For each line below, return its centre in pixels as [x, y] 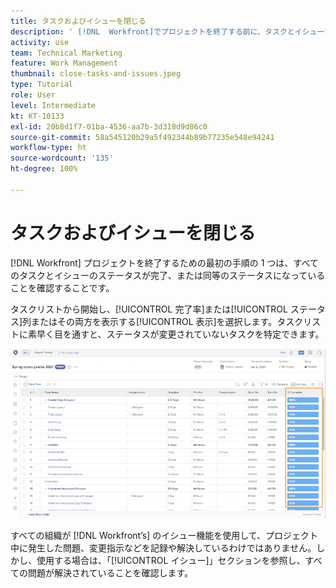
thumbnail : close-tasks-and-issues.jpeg [96, 74]
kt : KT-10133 [37, 116]
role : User [33, 95]
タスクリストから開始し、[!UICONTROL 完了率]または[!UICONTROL [149, 309]
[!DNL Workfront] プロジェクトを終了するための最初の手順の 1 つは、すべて [164, 262]
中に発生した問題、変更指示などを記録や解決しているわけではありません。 [163, 548]
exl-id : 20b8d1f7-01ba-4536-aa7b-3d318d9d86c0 [109, 126]
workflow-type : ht [48, 148]
